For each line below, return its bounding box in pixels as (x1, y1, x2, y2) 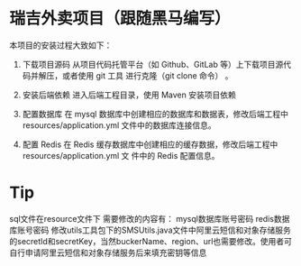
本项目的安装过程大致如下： (9, 40, 113, 50)
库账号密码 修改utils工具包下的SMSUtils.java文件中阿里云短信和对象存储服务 (9, 225, 291, 235)
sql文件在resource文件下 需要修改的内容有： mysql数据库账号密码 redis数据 (9, 213, 290, 224)
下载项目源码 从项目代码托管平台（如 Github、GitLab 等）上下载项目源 (22, 59, 284, 69)
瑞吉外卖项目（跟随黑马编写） (9, 8, 232, 29)
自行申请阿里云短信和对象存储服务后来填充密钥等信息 (9, 247, 207, 258)
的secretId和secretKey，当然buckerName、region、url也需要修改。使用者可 (9, 235, 293, 246)
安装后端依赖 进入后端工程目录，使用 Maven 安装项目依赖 (22, 89, 236, 100)
